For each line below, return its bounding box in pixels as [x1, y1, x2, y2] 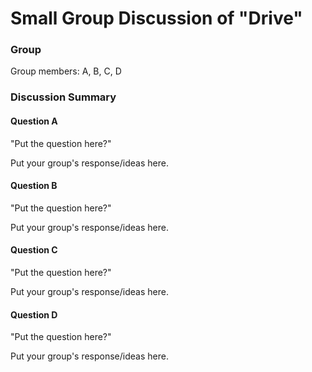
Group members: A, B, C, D [10, 65, 122, 77]
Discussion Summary [10, 90, 117, 104]
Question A [10, 115, 58, 127]
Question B [10, 180, 58, 192]
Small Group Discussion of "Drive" [10, 7, 303, 30]
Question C [10, 244, 58, 256]
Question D [10, 308, 58, 321]
